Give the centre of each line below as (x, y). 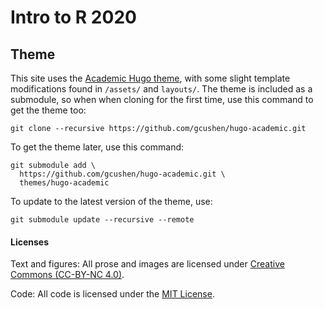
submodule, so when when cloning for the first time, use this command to (162, 99)
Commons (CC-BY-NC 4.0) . (67, 275)
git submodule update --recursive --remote (102, 220)
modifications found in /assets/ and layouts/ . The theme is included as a (161, 89)
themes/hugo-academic (64, 183)
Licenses (30, 242)
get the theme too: (48, 110)
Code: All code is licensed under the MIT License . (112, 294)
